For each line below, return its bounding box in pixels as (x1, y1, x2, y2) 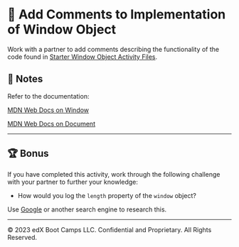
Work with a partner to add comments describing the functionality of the (7, 45, 219, 53)
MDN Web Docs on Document (7, 119, 96, 128)
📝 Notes (7, 73, 43, 85)
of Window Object (7, 21, 117, 38)
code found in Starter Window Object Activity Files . (7, 53, 158, 61)
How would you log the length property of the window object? (17, 191, 197, 199)
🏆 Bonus (7, 148, 49, 160)
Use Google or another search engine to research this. (7, 205, 167, 214)
